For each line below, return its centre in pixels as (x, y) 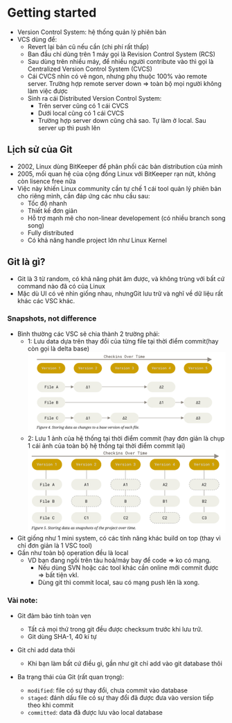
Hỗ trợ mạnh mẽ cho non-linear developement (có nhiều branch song (127, 218)
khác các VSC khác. (46, 300)
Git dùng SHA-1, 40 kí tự (62, 636)
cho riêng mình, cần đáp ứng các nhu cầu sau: (83, 196)
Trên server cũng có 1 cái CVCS (83, 105)
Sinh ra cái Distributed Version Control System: (95, 98)
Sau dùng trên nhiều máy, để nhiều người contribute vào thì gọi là (121, 61)
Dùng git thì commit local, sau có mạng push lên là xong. (118, 582)
